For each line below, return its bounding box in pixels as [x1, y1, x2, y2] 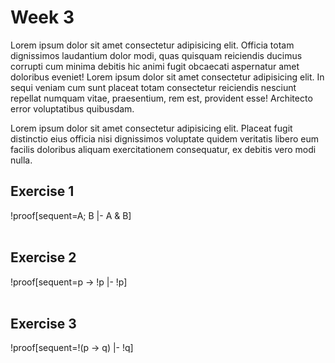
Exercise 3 [10, 315, 77, 332]
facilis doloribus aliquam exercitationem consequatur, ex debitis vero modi [10, 143, 317, 155]
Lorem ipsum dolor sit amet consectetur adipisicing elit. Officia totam [10, 39, 295, 51]
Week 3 [10, 6, 75, 29]
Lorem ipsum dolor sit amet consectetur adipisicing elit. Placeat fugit [10, 122, 293, 134]
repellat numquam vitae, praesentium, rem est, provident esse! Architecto [10, 92, 313, 104]
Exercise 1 [10, 183, 75, 200]
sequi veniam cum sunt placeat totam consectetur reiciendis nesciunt [10, 81, 297, 93]
